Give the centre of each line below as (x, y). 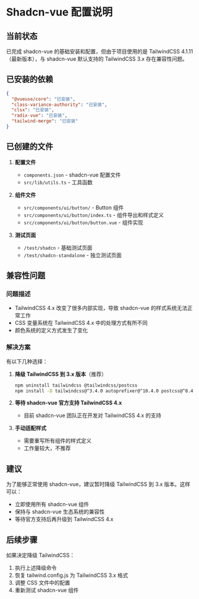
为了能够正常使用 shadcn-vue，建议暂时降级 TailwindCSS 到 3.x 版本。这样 (98, 484)
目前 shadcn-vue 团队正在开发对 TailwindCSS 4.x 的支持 (92, 415)
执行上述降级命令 (36, 568)
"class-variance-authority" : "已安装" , (59, 105)
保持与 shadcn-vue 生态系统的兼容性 (60, 512)
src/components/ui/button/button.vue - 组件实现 (83, 222)
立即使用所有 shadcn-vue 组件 (52, 504)
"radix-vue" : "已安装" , (40, 116)
